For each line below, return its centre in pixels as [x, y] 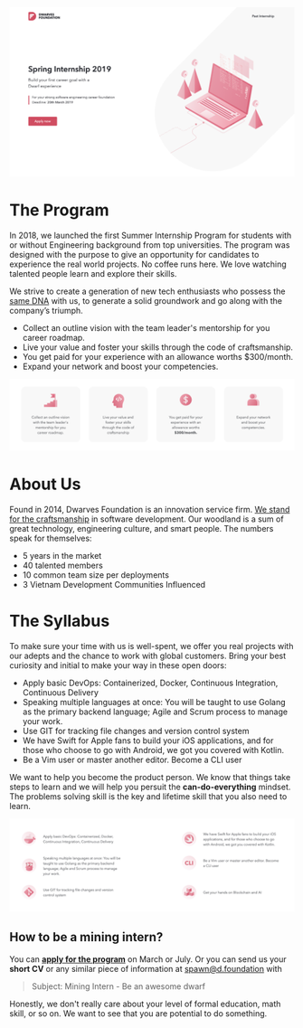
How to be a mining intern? [86, 937]
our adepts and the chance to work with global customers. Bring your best [148, 655]
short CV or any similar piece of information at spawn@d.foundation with [146, 968]
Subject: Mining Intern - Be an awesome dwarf [118, 986]
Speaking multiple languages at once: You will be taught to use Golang [154, 702]
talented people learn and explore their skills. [93, 273]
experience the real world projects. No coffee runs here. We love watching [148, 264]
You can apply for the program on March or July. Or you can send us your [148, 959]
